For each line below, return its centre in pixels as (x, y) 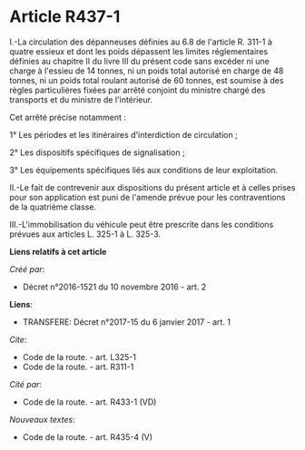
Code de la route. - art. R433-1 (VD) (89, 402)
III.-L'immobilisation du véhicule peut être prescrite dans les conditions (142, 224)
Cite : (18, 339)
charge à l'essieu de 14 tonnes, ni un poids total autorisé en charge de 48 (147, 71)
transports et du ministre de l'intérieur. (81, 99)
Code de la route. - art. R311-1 (78, 367)
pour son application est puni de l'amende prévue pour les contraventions (148, 197)
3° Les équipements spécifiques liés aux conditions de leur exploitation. (144, 170)
